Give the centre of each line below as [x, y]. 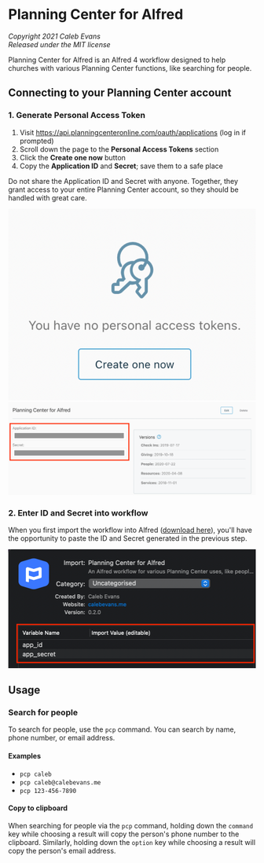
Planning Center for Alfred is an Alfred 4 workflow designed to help [117, 60]
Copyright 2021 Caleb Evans [54, 36]
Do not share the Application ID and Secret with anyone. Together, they [123, 181]
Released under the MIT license [60, 44]
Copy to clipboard [38, 808]
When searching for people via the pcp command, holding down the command [131, 825]
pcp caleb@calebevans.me [60, 782]
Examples [25, 755]
